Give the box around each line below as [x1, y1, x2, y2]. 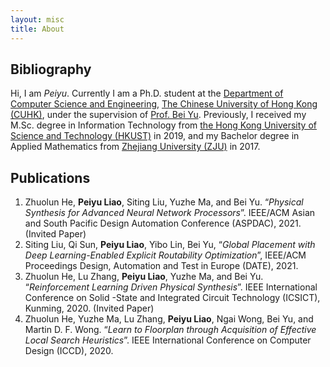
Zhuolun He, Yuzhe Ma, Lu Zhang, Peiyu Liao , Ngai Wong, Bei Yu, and [24, 313, 314, 325]
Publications [10, 169, 91, 186]
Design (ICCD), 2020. [24, 345, 114, 357]
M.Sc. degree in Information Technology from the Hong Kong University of [10, 119, 317, 131]
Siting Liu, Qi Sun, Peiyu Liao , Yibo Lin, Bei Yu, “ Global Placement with [24, 239, 316, 251]
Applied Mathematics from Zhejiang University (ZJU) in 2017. [10, 141, 261, 153]
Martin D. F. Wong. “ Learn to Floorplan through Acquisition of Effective [24, 324, 317, 336]
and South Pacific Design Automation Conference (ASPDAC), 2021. [24, 217, 302, 230]
